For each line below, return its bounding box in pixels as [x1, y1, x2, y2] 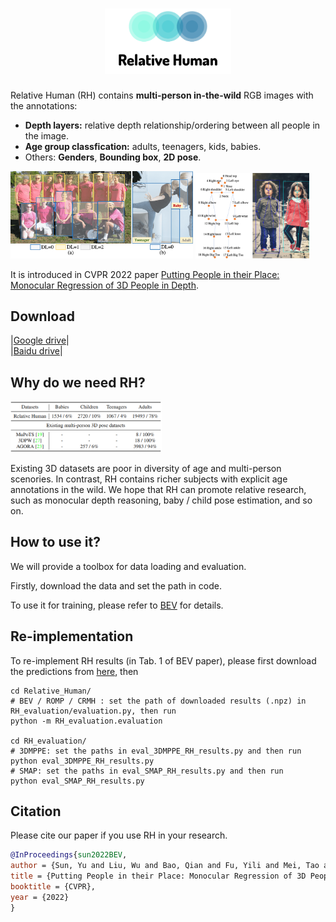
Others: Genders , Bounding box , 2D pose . [24, 151, 202, 163]
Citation [10, 803, 62, 820]
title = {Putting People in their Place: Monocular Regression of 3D [10, 871, 307, 882]
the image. [24, 130, 70, 142]
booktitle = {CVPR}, [10, 881, 97, 892]
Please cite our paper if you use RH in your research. [10, 829, 228, 842]
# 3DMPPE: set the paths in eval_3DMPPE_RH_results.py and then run [10, 746, 302, 756]
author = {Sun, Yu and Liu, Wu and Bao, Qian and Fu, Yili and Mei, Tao [10, 861, 320, 871]
